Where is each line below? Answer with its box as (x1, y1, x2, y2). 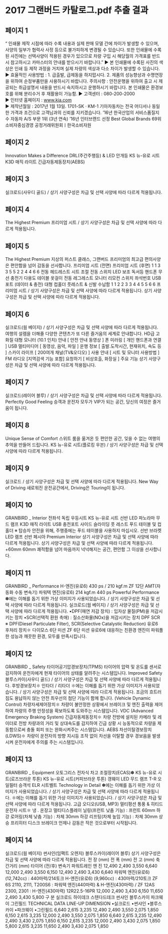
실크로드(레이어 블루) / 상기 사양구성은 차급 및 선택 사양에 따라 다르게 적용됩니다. (5, 392, 162, 398)
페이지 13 (5, 755, 33, 764)
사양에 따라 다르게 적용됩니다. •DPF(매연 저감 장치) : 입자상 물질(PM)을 (10, 608, 149, 614)
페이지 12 (5, 649, 33, 658)
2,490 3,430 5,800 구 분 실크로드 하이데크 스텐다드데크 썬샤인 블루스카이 (5, 894, 150, 900)
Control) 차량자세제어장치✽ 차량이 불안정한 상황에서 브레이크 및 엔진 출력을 (5, 701, 154, 707)
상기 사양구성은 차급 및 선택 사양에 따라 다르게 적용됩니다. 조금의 (22, 689, 148, 695)
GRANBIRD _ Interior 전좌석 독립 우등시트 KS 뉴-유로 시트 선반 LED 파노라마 (5, 515, 155, 521)
